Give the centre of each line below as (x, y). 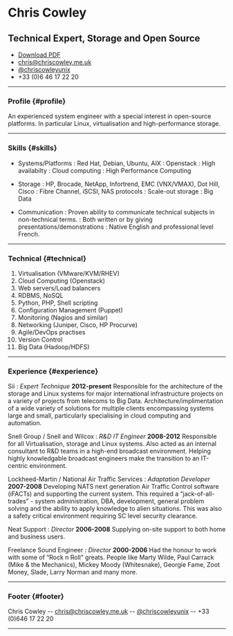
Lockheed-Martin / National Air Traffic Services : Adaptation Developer (109, 479)
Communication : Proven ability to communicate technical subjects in (116, 212)
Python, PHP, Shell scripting (58, 303)
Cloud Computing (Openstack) (62, 281)
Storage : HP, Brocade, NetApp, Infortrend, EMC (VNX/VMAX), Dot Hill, (119, 184)
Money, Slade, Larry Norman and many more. (73, 572)
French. (29, 234)
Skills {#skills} (32, 148)
